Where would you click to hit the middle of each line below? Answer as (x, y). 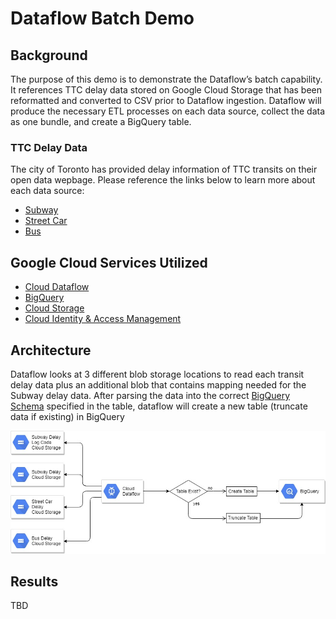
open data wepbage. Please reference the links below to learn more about (163, 180)
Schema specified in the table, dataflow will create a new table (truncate (159, 406)
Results (34, 581)
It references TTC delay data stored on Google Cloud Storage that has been (166, 90)
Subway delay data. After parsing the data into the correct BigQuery (150, 395)
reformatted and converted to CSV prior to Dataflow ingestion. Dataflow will (166, 100)
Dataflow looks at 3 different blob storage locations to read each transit (157, 374)
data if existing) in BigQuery (67, 416)
